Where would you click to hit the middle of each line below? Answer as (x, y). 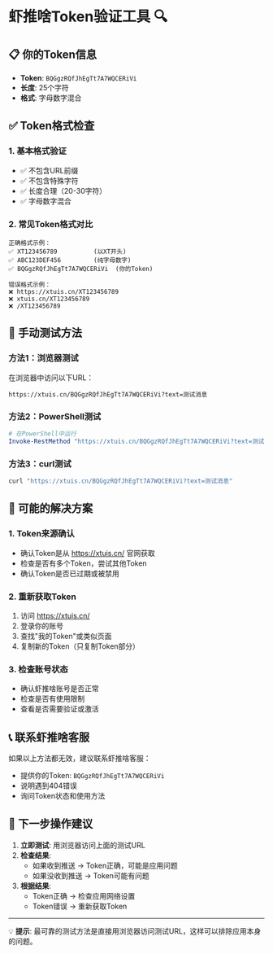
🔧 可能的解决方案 (51, 508)
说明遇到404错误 (48, 786)
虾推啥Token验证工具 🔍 (88, 17)
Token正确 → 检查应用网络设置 (84, 895)
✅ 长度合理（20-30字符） (63, 190)
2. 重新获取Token (43, 597)
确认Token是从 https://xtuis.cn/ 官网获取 (88, 553)
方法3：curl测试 (40, 463)
